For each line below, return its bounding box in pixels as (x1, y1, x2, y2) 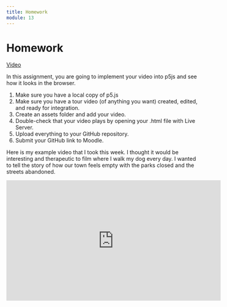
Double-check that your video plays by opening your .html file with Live (15, 117, 196, 125)
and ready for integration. (15, 105, 80, 112)
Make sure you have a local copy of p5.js (15, 91, 119, 98)
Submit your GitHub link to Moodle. (15, 137, 104, 144)
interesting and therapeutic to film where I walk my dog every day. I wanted (6, 155, 196, 163)
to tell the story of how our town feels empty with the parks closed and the (6, 161, 195, 169)
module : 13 (6, 15, 34, 21)
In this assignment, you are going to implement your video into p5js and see (6, 73, 198, 80)
